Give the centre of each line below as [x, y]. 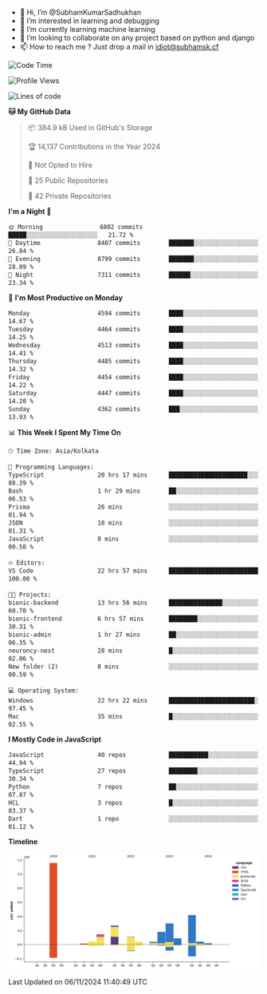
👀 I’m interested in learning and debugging [89, 21]
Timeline [23, 842]
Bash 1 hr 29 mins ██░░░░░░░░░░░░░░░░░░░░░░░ [133, 491]
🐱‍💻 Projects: [30, 595]
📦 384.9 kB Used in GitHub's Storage [90, 127]
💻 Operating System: [44, 691]
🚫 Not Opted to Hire [60, 165]
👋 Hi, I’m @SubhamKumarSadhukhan [80, 12]
